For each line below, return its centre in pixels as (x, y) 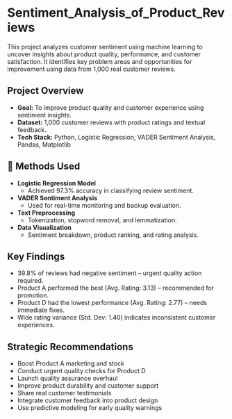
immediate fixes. (41, 310)
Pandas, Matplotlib (44, 145)
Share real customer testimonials (64, 393)
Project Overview (45, 91)
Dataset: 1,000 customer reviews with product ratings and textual (111, 122)
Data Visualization (44, 227)
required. (30, 281)
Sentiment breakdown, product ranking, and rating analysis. (113, 235)
